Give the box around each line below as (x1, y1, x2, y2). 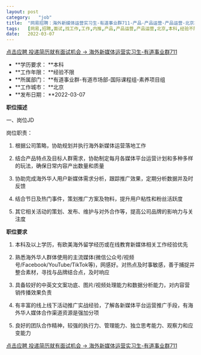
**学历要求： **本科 (14, 61, 64, 68)
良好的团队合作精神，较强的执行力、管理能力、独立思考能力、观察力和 (14, 322, 188, 329)
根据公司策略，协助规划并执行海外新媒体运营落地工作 (14, 142, 147, 149)
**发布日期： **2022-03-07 (14, 91, 86, 98)
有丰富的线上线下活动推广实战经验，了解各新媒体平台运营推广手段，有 (14, 302, 188, 309)
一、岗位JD (6, 116, 35, 124)
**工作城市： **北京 (14, 83, 64, 91)
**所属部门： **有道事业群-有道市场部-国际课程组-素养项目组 (14, 76, 166, 83)
